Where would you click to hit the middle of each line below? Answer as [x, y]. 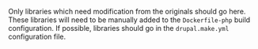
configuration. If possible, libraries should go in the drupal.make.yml [119, 28]
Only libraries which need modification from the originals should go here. [127, 11]
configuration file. [37, 36]
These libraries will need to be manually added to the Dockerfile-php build [129, 20]
